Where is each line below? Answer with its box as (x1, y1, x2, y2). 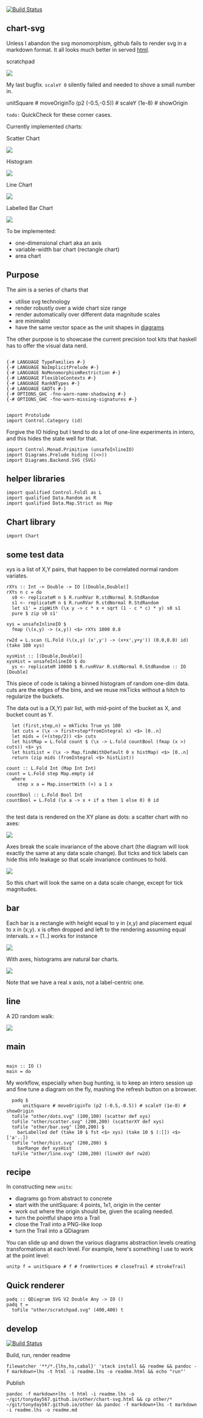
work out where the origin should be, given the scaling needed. (15, 1208, 174, 1215)
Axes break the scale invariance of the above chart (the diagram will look (6, 843, 189, 850)
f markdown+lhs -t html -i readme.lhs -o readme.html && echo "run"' (6, 1368, 187, 1375)
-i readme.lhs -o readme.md (6, 1406, 78, 1413)
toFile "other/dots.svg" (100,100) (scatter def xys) (12, 1113, 151, 1119)
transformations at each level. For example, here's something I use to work (6, 1245, 193, 1253)
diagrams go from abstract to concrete (15, 1195, 112, 1202)
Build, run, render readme (6, 1351, 71, 1358)
